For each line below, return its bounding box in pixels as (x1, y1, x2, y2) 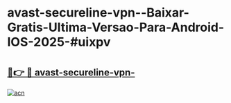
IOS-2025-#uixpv (7, 35, 111, 50)
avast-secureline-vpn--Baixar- (7, 5, 189, 21)
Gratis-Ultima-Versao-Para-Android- (7, 19, 225, 35)
